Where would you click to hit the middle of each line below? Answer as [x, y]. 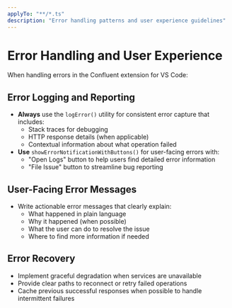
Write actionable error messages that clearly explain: [94, 207]
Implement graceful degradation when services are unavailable [109, 275]
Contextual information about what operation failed [102, 144]
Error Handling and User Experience [115, 56]
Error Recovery [41, 259]
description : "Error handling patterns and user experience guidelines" [117, 21]
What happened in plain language [77, 214]
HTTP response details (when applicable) [88, 137]
